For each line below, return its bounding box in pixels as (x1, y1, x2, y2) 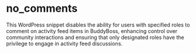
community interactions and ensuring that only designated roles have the (6, 34, 185, 41)
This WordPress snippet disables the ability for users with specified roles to (6, 21, 191, 28)
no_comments (6, 2, 78, 15)
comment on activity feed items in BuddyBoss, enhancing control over (6, 27, 178, 34)
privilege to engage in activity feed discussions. (6, 40, 123, 47)
